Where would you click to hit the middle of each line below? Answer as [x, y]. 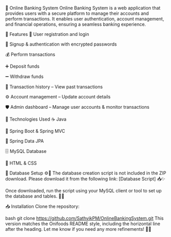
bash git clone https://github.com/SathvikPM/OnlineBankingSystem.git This [85, 218]
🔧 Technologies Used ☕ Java [36, 119]
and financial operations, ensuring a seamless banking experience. [76, 24]
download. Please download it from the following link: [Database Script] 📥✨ [86, 179]
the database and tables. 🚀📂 [35, 196]
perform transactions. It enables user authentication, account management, [85, 19]
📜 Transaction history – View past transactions [54, 87]
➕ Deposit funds [22, 66]
